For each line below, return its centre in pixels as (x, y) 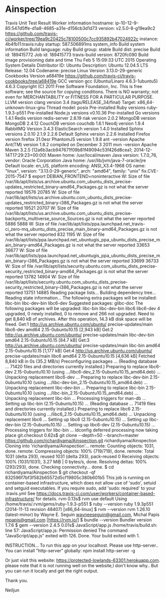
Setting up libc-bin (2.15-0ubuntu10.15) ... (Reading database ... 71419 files (81, 403)
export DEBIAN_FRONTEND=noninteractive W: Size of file (91, 176)
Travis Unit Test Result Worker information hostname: (60, 23)
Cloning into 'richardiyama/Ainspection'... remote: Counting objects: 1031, (80, 446)
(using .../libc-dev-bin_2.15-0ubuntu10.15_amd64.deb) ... (90, 382)
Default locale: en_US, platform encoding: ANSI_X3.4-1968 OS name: (76, 166)
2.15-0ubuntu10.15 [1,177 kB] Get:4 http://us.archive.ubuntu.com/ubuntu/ (79, 350)
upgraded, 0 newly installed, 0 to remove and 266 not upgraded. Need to (80, 313)
